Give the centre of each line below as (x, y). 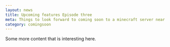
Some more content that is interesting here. (51, 39)
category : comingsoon (28, 24)
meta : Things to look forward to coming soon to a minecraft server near (85, 19)
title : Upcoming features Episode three (49, 15)
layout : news (19, 10)
